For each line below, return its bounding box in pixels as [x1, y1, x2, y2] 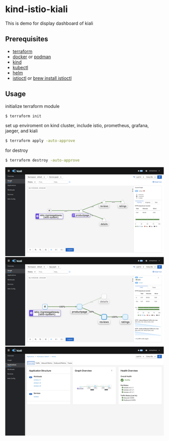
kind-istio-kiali [5, 4, 68, 15]
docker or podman [12, 53, 51, 60]
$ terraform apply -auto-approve [5, 138, 75, 143]
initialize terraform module [5, 103, 60, 109]
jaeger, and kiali [5, 128, 38, 134]
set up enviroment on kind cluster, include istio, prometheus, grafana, [5, 123, 149, 129]
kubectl [12, 64, 29, 70]
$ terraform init [5, 114, 42, 119]
